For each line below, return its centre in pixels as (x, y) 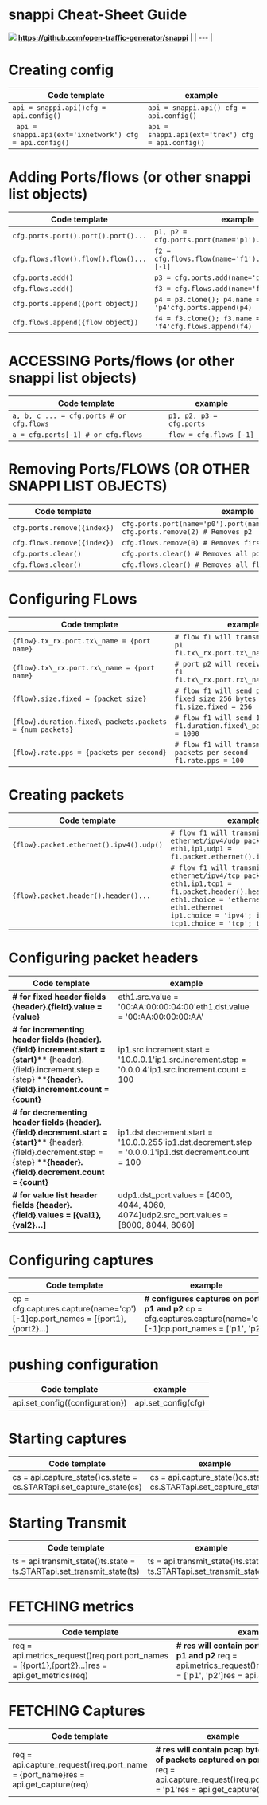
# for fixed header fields (59, 997)
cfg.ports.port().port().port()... (79, 236)
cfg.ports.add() (43, 277)
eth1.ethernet (197, 907)
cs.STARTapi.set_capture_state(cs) (77, 1487)
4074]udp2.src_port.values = (173, 1215)
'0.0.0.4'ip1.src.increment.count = (182, 1069)
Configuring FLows (73, 599)
